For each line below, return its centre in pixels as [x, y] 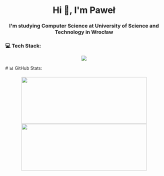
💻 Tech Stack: [23, 46]
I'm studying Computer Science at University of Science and [84, 26]
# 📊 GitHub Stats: [24, 68]
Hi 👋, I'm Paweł [84, 10]
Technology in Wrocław [84, 32]
